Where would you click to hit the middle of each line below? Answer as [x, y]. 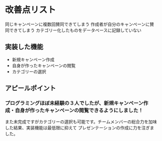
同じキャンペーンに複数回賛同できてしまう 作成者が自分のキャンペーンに [77, 24]
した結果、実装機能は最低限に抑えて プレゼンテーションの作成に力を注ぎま [80, 128]
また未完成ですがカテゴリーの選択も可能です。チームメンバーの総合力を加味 [81, 122]
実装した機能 [24, 47]
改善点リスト [31, 10]
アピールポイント [30, 88]
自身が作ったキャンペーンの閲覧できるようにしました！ [79, 111]
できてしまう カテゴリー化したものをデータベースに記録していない [75, 30]
